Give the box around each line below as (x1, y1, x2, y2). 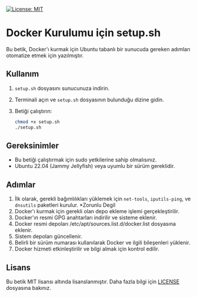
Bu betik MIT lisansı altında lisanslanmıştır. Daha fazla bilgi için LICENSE (6, 278, 180, 285)
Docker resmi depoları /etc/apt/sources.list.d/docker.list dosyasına (14, 220, 176, 227)
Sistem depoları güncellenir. (14, 233, 82, 240)
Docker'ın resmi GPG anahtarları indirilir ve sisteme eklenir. (14, 214, 157, 221)
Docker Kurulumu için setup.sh (6, 27, 161, 39)
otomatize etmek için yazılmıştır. (6, 52, 84, 59)
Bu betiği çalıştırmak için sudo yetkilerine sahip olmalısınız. (14, 156, 157, 163)
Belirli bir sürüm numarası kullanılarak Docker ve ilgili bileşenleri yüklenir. (14, 239, 191, 246)
